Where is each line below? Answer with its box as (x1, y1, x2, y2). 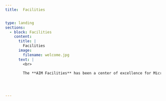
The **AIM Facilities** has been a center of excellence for (23, 71, 152, 76)
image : (18, 48, 32, 53)
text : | (18, 57, 35, 62)
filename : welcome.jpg (23, 52, 70, 57)
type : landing (5, 20, 35, 25)
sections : (5, 25, 26, 30)
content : (14, 34, 32, 39)
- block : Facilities (9, 30, 52, 34)
